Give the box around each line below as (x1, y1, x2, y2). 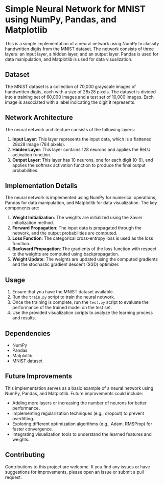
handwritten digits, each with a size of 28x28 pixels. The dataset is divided (5, 88, 156, 94)
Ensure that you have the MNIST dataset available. (12, 289, 114, 295)
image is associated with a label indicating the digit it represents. (5, 99, 136, 105)
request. (5, 474, 22, 480)
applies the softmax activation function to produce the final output (12, 162, 146, 168)
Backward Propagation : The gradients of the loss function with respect (12, 246, 157, 252)
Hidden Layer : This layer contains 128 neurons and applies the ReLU (12, 146, 151, 152)
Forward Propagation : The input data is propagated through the (12, 225, 142, 231)
